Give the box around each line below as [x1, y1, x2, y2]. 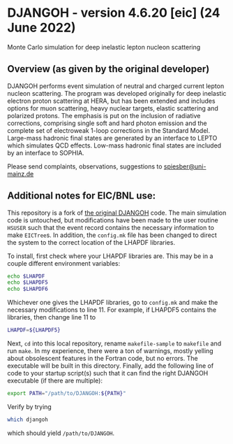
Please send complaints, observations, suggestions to [7, 162, 163, 171]
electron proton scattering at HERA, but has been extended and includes [7, 96, 216, 105]
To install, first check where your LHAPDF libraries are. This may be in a [7, 252, 213, 260]
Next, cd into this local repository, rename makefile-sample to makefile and [7, 339, 222, 348]
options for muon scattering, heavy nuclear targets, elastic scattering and [7, 103, 218, 113]
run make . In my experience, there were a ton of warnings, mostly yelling [7, 347, 214, 355]
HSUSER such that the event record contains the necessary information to [7, 223, 215, 231]
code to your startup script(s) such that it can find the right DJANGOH [7, 369, 209, 378]
